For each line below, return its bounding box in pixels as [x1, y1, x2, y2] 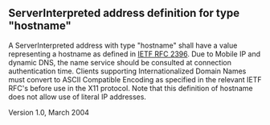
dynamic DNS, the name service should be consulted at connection [8, 57, 231, 67]
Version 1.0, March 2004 [8, 107, 90, 117]
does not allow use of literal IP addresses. [8, 92, 147, 102]
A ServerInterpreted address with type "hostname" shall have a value [8, 40, 238, 50]
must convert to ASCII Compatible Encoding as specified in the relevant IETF [8, 74, 263, 84]
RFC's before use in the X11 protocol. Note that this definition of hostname [8, 83, 253, 93]
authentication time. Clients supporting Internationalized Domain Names [8, 66, 247, 76]
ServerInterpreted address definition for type [8, 6, 240, 20]
